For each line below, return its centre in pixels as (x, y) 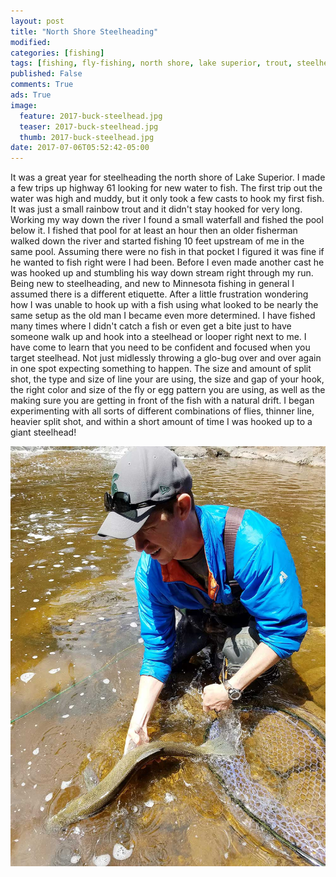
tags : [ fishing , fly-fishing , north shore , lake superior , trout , (151, 63)
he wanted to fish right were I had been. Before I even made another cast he (167, 262)
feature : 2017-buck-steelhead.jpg (91, 116)
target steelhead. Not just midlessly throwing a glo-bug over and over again (166, 358)
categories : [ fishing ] (57, 53)
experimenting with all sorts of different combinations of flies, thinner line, (162, 411)
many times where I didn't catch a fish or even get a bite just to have (151, 326)
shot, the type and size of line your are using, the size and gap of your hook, (167, 379)
